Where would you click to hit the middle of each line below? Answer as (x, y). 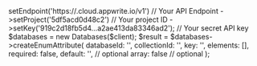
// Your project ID (140, 19)
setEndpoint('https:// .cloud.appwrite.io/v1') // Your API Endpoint (113, 11)
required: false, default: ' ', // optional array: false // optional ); (109, 54)
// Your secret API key (212, 28)
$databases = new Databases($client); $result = (88, 37)
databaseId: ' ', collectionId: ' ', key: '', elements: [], (167, 45)
